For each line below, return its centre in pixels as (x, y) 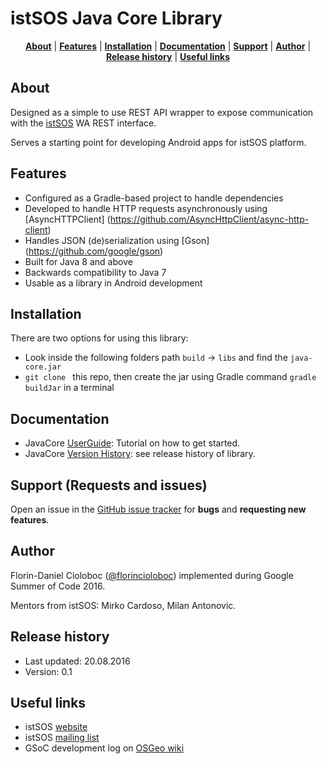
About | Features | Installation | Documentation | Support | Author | (168, 46)
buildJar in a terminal (69, 388)
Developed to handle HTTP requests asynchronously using (146, 208)
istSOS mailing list (62, 738)
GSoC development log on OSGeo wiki (104, 748)
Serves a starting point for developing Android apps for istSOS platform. (158, 142)
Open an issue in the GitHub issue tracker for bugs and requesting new (158, 509)
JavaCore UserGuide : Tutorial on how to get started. (132, 443)
